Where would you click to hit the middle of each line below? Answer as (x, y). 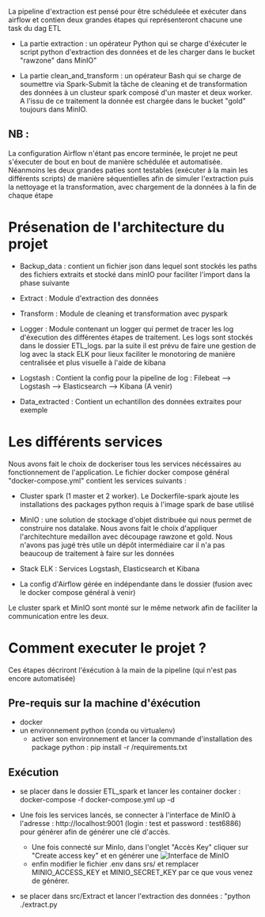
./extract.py (38, 904)
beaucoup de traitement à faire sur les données (97, 553)
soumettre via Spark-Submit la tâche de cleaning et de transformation (133, 84)
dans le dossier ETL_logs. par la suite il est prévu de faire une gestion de (138, 345)
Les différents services (85, 441)
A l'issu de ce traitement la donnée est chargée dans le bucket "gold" (133, 101)
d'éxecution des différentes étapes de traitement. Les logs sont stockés (136, 337)
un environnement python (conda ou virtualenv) (97, 730)
